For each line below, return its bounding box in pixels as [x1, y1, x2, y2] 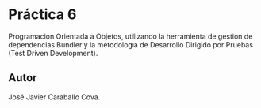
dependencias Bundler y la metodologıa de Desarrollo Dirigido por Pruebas [8, 39, 254, 49]
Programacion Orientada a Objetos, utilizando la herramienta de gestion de [8, 32, 253, 41]
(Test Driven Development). [8, 48, 98, 58]
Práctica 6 [8, 6, 77, 24]
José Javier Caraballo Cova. [8, 92, 101, 102]
